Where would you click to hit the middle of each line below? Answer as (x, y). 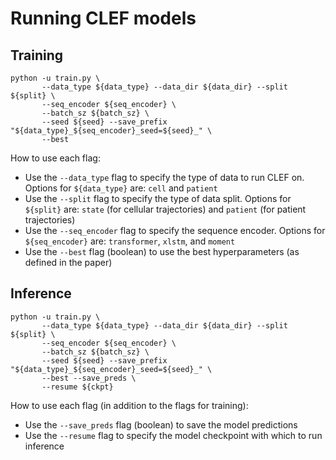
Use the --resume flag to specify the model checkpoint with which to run (173, 435)
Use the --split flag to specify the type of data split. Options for (158, 198)
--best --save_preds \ (89, 378)
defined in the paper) (68, 262)
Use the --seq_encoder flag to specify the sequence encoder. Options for (175, 230)
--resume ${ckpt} (77, 387)
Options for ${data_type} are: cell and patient (121, 188)
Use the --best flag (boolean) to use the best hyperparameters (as (162, 251)
